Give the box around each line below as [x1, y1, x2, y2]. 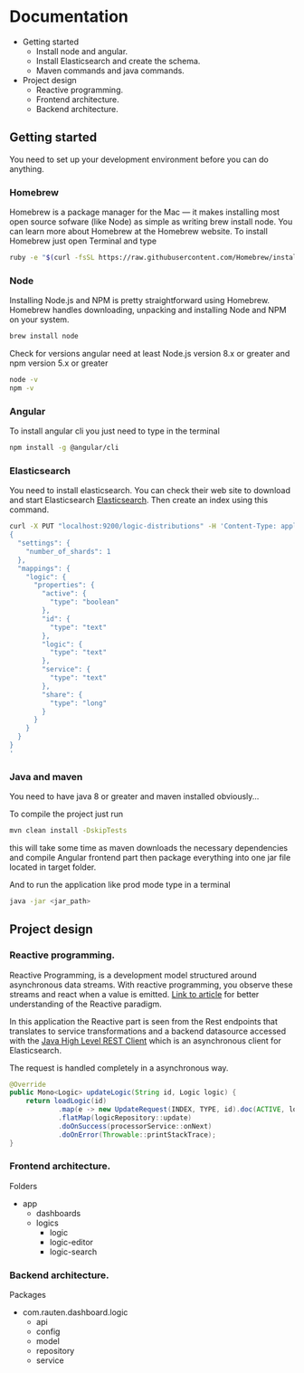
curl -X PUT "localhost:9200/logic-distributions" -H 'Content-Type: [9, 522, 278, 531]
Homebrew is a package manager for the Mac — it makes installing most [9, 206, 280, 218]
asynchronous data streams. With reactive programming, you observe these [9, 979, 293, 990]
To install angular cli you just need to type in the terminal [9, 425, 220, 436]
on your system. [9, 314, 70, 325]
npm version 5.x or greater [9, 358, 109, 368]
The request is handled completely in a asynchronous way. [9, 1062, 229, 1073]
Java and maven [9, 770, 83, 783]
